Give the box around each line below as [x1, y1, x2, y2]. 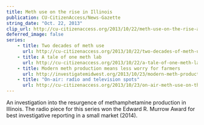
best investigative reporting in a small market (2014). [6, 112, 138, 119]
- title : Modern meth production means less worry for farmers [17, 65, 181, 72]
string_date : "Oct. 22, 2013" [6, 20, 83, 26]
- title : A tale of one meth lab [17, 54, 102, 60]
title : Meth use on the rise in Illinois [6, 8, 113, 15]
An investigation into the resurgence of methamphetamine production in [6, 99, 186, 106]
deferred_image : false [6, 32, 64, 38]
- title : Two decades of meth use [17, 43, 104, 49]
